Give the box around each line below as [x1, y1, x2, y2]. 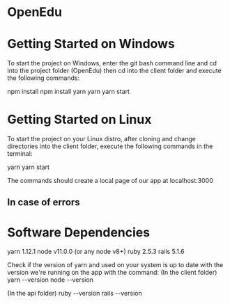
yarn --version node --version [7, 275, 94, 284]
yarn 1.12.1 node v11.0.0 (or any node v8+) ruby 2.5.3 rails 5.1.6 [7, 248, 185, 256]
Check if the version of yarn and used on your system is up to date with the [7, 261, 224, 269]
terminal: [7, 150, 33, 158]
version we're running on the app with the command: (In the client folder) [7, 269, 217, 277]
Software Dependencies [7, 224, 151, 240]
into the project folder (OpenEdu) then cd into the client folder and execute [7, 67, 222, 75]
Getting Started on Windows [7, 36, 176, 52]
